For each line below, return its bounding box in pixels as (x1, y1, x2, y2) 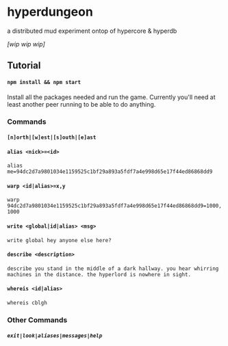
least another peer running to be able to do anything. (7, 100, 156, 108)
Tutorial (7, 59, 41, 72)
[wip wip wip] (7, 40, 46, 48)
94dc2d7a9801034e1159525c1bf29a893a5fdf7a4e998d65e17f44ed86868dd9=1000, (7, 202, 223, 209)
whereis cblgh (7, 300, 48, 306)
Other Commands (7, 315, 68, 325)
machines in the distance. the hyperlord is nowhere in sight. (7, 271, 192, 278)
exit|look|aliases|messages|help (7, 332, 103, 339)
